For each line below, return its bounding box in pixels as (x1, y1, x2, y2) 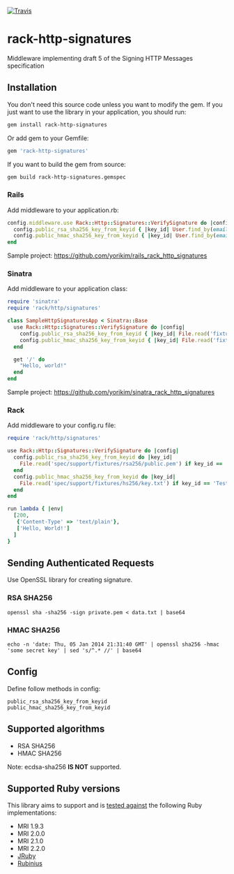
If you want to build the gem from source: (7, 160, 127, 168)
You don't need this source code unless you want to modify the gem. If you (7, 100, 223, 108)
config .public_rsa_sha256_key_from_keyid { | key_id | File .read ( (19, 330, 210, 337)
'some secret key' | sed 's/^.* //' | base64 (7, 646, 141, 654)
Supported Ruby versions (7, 783, 120, 794)
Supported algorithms (7, 723, 105, 735)
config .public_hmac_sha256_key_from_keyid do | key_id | (13, 473, 176, 480)
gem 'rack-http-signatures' (7, 147, 89, 154)
